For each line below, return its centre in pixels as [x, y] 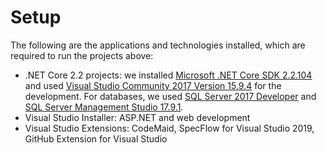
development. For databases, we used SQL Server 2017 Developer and [170, 96]
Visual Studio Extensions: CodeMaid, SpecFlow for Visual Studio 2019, [169, 128]
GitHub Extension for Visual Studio [96, 138]
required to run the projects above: [82, 55]
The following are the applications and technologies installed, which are [158, 45]
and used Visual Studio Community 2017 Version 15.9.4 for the [153, 85]
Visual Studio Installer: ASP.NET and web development [137, 117]
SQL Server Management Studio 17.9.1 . [104, 107]
